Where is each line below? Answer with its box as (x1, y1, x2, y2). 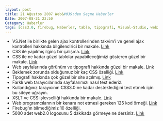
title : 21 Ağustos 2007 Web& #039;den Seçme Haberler (5, 12, 114, 16)
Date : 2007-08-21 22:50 (5, 16, 53, 21)
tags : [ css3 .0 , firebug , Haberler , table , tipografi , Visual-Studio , (5, 25, 149, 30)
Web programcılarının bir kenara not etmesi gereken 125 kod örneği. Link (12, 100, 158, 106)
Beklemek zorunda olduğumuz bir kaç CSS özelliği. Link (12, 69, 124, 75)
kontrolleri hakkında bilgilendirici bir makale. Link (12, 44, 110, 49)
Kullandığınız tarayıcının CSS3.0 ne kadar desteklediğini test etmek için (12, 85, 154, 91)
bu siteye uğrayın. (12, 90, 48, 96)
